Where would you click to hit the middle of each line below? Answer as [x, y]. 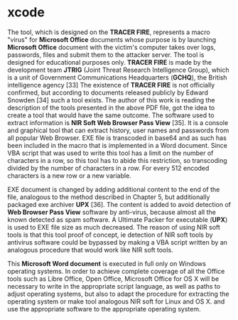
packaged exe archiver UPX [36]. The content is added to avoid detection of [119, 204]
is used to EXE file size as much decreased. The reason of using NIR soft [114, 227]
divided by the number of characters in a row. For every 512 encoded [108, 168]
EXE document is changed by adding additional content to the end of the [114, 189]
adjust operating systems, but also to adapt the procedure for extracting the [118, 294]
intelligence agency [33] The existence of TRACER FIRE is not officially [111, 85]
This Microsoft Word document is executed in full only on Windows [107, 263]
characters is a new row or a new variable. [69, 176]
